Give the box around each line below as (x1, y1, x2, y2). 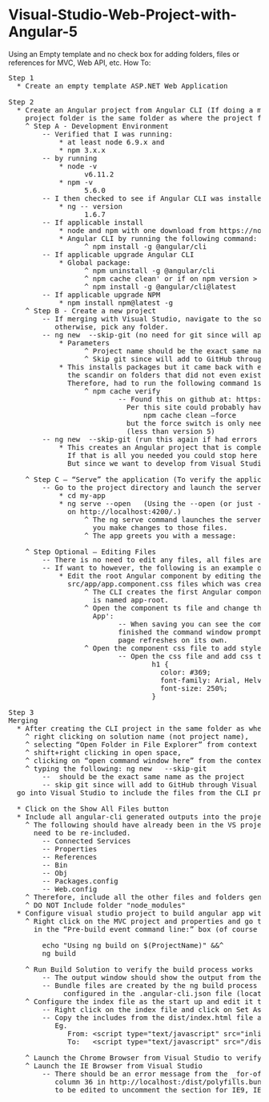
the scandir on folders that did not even (67, 370, 237, 379)
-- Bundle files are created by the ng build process (42, 981, 258, 990)
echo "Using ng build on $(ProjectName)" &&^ (42, 941, 224, 949)
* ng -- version (58, 202, 122, 210)
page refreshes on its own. (118, 635, 228, 644)
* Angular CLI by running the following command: (58, 234, 258, 243)
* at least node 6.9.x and (58, 137, 165, 146)
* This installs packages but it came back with (58, 362, 254, 371)
